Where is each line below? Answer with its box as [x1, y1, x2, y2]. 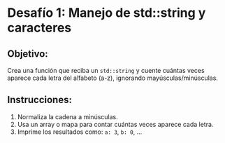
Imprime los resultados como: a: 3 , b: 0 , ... [17, 128, 143, 136]
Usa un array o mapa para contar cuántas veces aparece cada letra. [17, 120, 214, 128]
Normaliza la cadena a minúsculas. [17, 112, 118, 121]
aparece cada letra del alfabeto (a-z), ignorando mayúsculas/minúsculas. [7, 74, 219, 82]
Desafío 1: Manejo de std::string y [7, 5, 206, 21]
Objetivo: [7, 48, 49, 60]
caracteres [7, 20, 72, 36]
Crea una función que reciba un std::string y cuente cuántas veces [7, 67, 205, 74]
